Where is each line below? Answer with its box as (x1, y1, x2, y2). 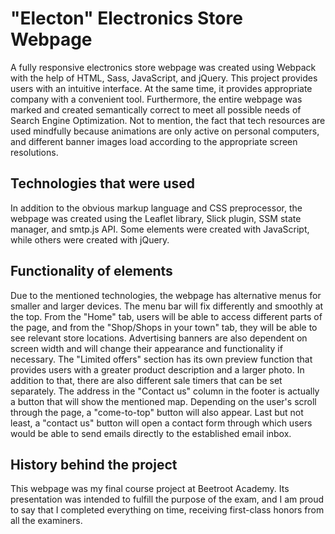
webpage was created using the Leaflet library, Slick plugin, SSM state (10, 212, 302, 224)
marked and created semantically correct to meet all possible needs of (10, 103, 302, 116)
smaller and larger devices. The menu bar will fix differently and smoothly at (10, 300, 324, 312)
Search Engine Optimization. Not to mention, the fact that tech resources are (10, 114, 326, 126)
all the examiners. (10, 515, 83, 527)
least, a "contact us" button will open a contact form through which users (10, 417, 313, 429)
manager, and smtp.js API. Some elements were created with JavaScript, (10, 223, 310, 235)
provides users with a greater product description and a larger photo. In (10, 363, 305, 376)
